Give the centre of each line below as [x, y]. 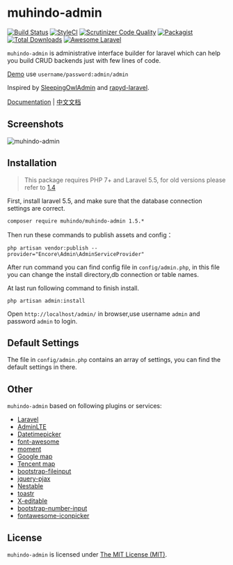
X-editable [32, 501]
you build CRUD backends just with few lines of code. [84, 60]
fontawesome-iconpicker [53, 516]
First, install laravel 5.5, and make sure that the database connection [105, 201]
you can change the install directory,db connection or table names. [103, 274]
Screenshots [35, 125]
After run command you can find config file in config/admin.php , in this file [114, 267]
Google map [35, 457]
